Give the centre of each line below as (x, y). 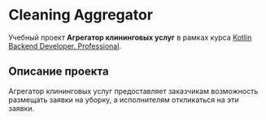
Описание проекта (59, 72)
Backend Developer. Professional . (65, 45)
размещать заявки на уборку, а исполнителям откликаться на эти (124, 100)
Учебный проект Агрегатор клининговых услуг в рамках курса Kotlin (130, 37)
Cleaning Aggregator (81, 15)
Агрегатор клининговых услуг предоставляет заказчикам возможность (133, 91)
